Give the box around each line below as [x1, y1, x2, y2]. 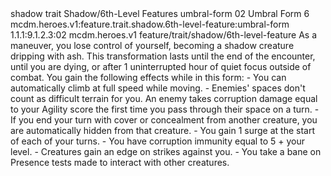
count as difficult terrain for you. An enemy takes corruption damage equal [10, 93, 318, 104]
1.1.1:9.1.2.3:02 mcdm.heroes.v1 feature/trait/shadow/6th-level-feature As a [10, 29, 318, 41]
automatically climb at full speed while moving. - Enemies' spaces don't [10, 82, 306, 94]
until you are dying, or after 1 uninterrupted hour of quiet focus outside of [10, 61, 312, 72]
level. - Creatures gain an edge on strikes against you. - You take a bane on [10, 146, 322, 157]
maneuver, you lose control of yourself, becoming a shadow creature [10, 40, 295, 51]
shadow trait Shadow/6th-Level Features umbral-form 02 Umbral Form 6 [10, 8, 310, 19]
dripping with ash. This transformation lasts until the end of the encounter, [10, 50, 316, 62]
